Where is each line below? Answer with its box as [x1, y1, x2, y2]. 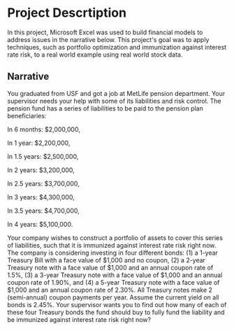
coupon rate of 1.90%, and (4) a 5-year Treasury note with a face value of [7, 278, 220, 286]
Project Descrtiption [7, 5, 127, 21]
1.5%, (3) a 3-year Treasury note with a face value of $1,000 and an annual [7, 271, 223, 279]
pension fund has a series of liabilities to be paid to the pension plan [7, 104, 204, 113]
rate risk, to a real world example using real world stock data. [7, 50, 183, 59]
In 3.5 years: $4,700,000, [7, 206, 80, 215]
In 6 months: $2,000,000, [7, 125, 80, 134]
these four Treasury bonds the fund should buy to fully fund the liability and [7, 308, 225, 316]
